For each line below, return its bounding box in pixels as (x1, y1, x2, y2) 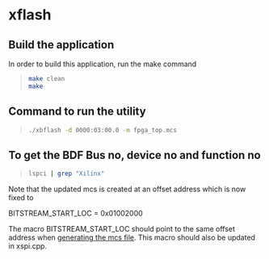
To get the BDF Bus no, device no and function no (8, 148, 261, 162)
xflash (8, 6, 52, 24)
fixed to (8, 193, 34, 203)
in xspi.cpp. (8, 241, 47, 251)
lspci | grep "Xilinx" (27, 169, 105, 178)
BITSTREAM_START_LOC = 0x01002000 (8, 208, 143, 219)
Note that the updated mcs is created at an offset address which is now (8, 184, 246, 194)
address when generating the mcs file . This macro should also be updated (8, 232, 256, 243)
